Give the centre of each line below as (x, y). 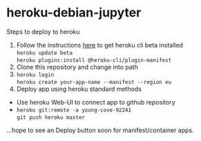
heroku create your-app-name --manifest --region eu (94, 82)
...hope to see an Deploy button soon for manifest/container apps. (100, 130)
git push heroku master (51, 117)
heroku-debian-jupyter (74, 13)
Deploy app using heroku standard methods (79, 89)
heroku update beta (45, 53)
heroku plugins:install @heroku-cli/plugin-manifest (94, 60)
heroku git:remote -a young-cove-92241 (74, 110)
